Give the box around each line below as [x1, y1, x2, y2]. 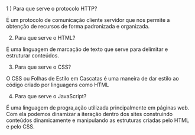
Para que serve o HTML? [14, 34, 76, 41]
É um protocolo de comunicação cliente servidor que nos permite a [6, 17, 170, 23]
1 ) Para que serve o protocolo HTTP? [6, 5, 97, 12]
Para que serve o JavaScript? [14, 93, 87, 99]
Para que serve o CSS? [14, 63, 71, 70]
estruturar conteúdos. [6, 52, 59, 59]
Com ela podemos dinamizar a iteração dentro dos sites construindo [6, 111, 173, 117]
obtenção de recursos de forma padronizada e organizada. [6, 23, 149, 30]
